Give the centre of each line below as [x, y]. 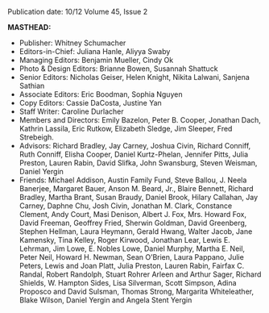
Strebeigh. [36, 137]
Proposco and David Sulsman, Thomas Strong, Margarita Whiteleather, [137, 291]
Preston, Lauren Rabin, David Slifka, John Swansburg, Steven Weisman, [138, 163]
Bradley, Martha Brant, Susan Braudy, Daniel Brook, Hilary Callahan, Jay [139, 197]
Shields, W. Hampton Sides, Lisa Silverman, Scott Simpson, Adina [128, 283]
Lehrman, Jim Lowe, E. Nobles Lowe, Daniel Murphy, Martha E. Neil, [132, 248]
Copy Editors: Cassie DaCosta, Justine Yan [90, 103]
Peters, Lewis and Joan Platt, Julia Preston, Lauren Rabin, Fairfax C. [132, 266]
